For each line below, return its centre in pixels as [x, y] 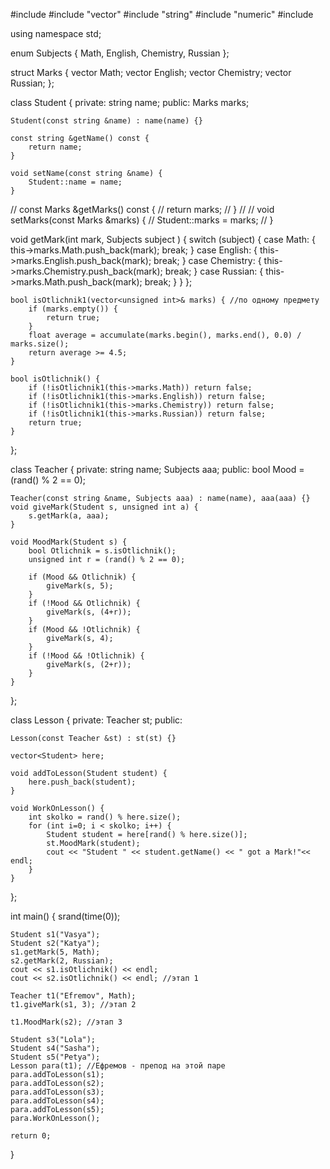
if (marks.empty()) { [73, 309]
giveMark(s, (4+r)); [89, 612]
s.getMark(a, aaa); [69, 516]
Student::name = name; [75, 182]
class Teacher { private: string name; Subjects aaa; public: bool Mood [153, 469]
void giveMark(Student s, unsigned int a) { [104, 507]
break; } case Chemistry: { [207, 260]
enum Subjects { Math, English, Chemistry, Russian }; [120, 53]
